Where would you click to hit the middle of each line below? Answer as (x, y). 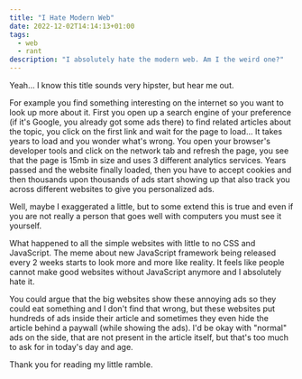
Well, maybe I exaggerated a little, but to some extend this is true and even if (151, 207)
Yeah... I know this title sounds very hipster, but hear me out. (122, 85)
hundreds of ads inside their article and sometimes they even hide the (139, 318)
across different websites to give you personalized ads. (112, 189)
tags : (19, 34)
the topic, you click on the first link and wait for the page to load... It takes (146, 131)
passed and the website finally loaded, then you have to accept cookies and (151, 170)
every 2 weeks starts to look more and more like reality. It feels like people (147, 262)
